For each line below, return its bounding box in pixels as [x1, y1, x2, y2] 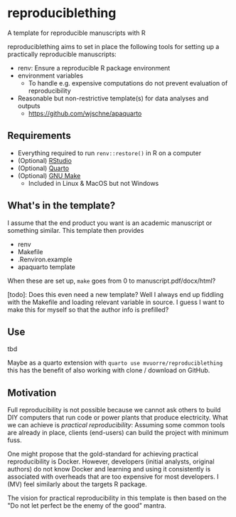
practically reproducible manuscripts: [7, 50, 117, 58]
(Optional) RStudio [17, 156, 73, 164]
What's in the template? [7, 199, 116, 211]
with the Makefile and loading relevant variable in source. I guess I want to [7, 298, 225, 306]
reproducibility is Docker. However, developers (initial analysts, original [7, 457, 215, 466]
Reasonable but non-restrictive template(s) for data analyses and [17, 94, 209, 103]
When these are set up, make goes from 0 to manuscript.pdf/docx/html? [7, 276, 216, 285]
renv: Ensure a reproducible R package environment [17, 63, 171, 72]
